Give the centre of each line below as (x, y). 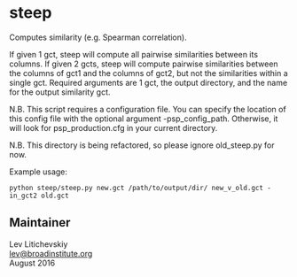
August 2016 (32, 263)
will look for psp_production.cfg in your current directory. (113, 127)
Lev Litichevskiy (39, 244)
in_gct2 (23, 196)
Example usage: (39, 172)
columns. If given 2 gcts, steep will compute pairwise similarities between (144, 64)
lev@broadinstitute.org (51, 253)
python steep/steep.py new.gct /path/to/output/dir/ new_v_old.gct (137, 188)
